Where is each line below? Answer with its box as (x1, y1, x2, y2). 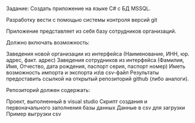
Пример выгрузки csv (6, 111, 62, 117)
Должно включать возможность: (6, 39, 90, 46)
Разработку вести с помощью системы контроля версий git (6, 16, 157, 23)
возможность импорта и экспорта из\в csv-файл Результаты (6, 69, 159, 76)
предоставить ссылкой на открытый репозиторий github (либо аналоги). (6, 76, 190, 82)
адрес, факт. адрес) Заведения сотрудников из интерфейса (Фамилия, (6, 57, 184, 63)
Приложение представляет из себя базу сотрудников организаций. (6, 28, 177, 35)
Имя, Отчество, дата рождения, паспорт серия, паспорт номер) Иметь (6, 63, 186, 70)
